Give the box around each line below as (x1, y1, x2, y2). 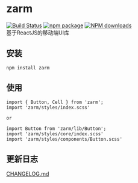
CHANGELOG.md (6, 170, 49, 178)
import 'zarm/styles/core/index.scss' (6, 130, 104, 137)
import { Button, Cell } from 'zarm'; (6, 99, 104, 105)
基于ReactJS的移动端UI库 (6, 29, 69, 36)
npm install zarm (6, 65, 50, 71)
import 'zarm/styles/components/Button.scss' (6, 136, 122, 142)
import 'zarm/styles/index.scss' (6, 104, 90, 111)
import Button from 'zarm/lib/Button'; (6, 126, 107, 132)
